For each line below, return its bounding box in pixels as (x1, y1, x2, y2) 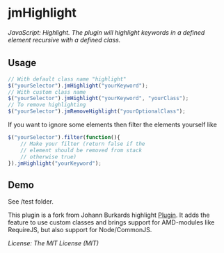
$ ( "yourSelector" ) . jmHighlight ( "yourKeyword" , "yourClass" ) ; (8, 95, 189, 102)
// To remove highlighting (8, 101, 86, 108)
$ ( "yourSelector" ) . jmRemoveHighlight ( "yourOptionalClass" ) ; (8, 108, 186, 115)
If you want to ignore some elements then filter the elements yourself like (8, 120, 218, 129)
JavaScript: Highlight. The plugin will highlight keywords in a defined (8, 28, 205, 36)
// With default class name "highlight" (8, 75, 127, 83)
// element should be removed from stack (20, 147, 142, 154)
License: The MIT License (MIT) (8, 239, 99, 247)
